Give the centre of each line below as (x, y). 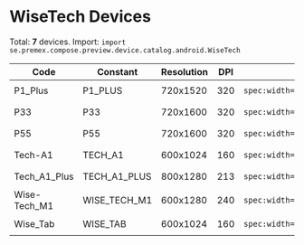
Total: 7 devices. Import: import (68, 42)
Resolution (185, 71)
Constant (118, 71)
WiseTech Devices (81, 17)
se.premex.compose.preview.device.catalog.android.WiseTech (125, 50)
